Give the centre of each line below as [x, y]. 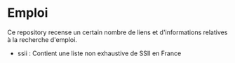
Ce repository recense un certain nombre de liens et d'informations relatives [117, 32]
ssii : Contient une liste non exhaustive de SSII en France [99, 53]
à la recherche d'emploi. [42, 39]
